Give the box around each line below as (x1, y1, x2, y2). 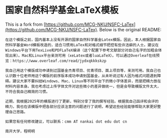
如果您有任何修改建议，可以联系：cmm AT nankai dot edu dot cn (5, 119, 127, 124)
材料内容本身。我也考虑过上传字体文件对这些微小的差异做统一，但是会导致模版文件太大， (5, 84, 161, 89)
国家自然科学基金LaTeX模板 (5, 4, 119, 16)
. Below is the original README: (97, 26, 162, 32)
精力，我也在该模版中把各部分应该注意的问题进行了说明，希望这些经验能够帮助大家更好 (5, 104, 158, 109)
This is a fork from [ (5, 21, 46, 27)
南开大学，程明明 (5, 129, 35, 134)
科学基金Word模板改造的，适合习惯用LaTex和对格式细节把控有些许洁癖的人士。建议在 (8, 42, 159, 47)
